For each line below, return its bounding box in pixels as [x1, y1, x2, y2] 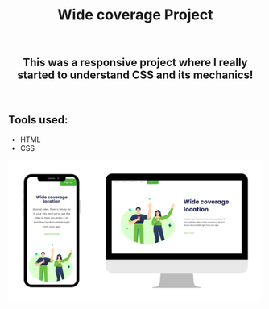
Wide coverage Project [57, 6, 213, 24]
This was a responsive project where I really [23, 56, 248, 69]
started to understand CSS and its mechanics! [17, 69, 254, 82]
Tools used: [8, 113, 68, 127]
